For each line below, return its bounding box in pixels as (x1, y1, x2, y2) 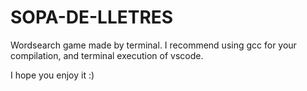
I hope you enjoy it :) (10, 69, 95, 81)
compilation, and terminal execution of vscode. (10, 49, 204, 61)
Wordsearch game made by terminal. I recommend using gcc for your (10, 39, 297, 51)
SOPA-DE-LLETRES (10, 6, 174, 29)
